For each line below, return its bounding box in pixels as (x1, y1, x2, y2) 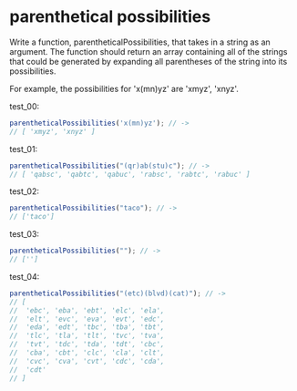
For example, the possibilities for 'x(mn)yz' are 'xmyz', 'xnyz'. (9, 83, 240, 94)
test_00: (9, 100, 40, 111)
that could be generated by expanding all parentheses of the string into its (9, 56, 288, 67)
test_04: (9, 271, 40, 282)
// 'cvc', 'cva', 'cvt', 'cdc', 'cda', (9, 356, 166, 365)
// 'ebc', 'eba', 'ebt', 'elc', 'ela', (9, 305, 166, 315)
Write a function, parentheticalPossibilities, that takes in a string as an (9, 36, 271, 47)
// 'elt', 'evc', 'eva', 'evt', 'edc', (9, 314, 166, 324)
